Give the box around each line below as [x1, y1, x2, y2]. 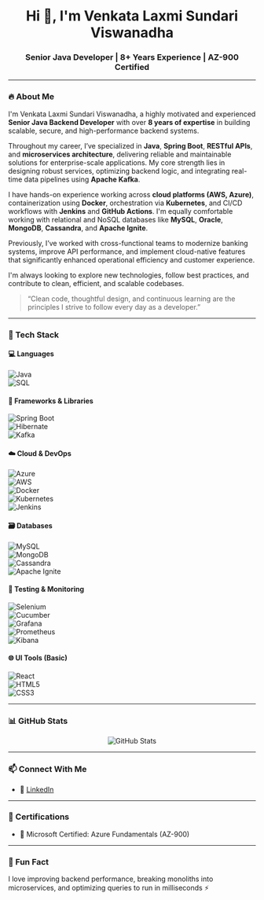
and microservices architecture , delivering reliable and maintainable [8, 149, 232, 159]
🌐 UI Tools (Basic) [8, 653, 68, 663]
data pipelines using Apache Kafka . [24, 174, 141, 184]
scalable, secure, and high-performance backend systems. [8, 126, 200, 135]
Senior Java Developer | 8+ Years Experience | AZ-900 [24, 52, 240, 63]
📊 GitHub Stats [8, 715, 68, 726]
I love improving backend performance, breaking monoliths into [8, 874, 214, 883]
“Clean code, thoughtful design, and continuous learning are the [27, 294, 236, 303]
